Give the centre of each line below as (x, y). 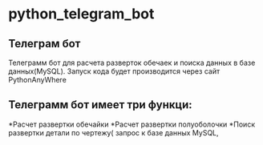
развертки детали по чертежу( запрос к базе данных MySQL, (113, 132)
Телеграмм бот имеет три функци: (100, 105)
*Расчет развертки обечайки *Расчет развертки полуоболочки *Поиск (131, 124)
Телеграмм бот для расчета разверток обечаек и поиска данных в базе (132, 62)
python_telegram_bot (81, 14)
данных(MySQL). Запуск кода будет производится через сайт (114, 71)
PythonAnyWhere (37, 80)
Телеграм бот (45, 44)
